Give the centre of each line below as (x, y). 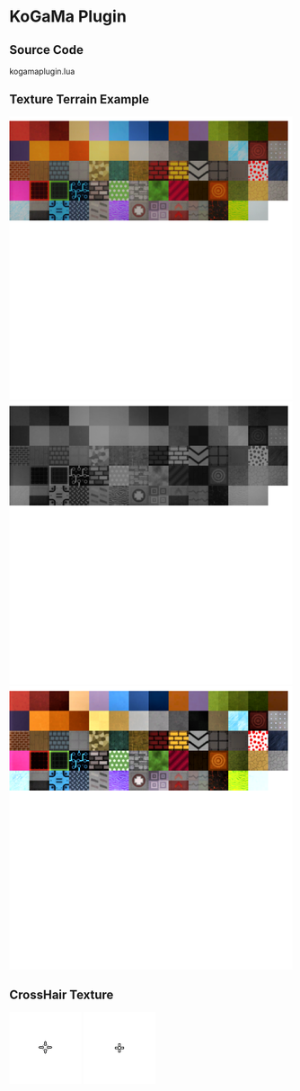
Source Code (46, 50)
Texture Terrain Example (79, 99)
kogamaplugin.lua (42, 71)
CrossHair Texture (62, 995)
